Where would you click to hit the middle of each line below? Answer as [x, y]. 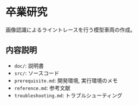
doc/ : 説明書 [29, 65]
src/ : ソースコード [37, 73]
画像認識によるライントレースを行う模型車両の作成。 [70, 30]
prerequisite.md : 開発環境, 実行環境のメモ [66, 80]
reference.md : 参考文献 [42, 88]
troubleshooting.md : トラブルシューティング [68, 95]
